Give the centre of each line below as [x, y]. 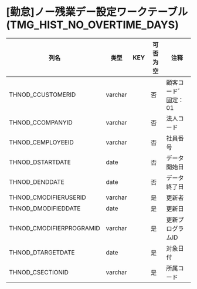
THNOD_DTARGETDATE [42, 252]
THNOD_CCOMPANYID [41, 122]
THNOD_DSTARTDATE [40, 162]
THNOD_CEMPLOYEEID [42, 142]
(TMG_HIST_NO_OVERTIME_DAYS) [92, 25]
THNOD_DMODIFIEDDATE [45, 208]
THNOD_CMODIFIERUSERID [47, 197]
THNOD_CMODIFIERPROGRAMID [55, 228]
